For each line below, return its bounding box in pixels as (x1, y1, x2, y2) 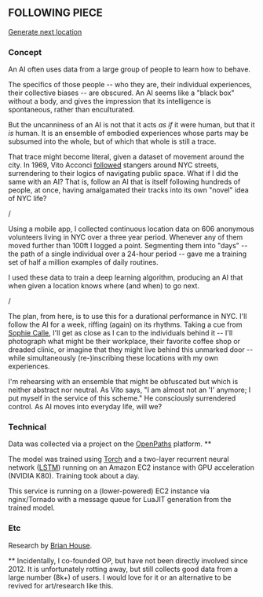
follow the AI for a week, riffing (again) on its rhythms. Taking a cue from (8, 320, 243, 329)
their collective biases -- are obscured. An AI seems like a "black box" (8, 88, 235, 97)
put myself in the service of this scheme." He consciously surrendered (8, 394, 236, 403)
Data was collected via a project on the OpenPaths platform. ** (8, 439, 212, 449)
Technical (8, 422, 47, 433)
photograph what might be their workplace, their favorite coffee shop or (8, 337, 241, 346)
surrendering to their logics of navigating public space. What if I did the (8, 169, 239, 178)
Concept (8, 46, 42, 57)
